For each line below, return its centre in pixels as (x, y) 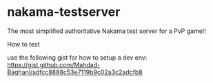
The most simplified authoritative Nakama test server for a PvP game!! (107, 31)
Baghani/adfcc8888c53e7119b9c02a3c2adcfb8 (75, 72)
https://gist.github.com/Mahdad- (54, 64)
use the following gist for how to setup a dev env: (77, 57)
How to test (23, 44)
